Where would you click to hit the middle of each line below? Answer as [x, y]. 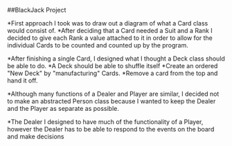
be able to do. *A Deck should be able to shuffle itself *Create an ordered [113, 66]
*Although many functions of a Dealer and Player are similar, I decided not [113, 94]
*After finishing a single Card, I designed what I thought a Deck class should [116, 59]
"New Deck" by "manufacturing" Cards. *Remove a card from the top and [113, 73]
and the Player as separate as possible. [63, 108]
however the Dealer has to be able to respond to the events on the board [111, 129]
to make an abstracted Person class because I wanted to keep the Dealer [111, 101]
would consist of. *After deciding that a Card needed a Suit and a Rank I [110, 31]
